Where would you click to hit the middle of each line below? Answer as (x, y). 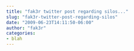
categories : (21, 33)
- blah (14, 39)
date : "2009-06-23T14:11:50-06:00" (50, 22)
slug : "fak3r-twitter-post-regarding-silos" (62, 17)
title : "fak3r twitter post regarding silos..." (67, 11)
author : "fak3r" (26, 28)
